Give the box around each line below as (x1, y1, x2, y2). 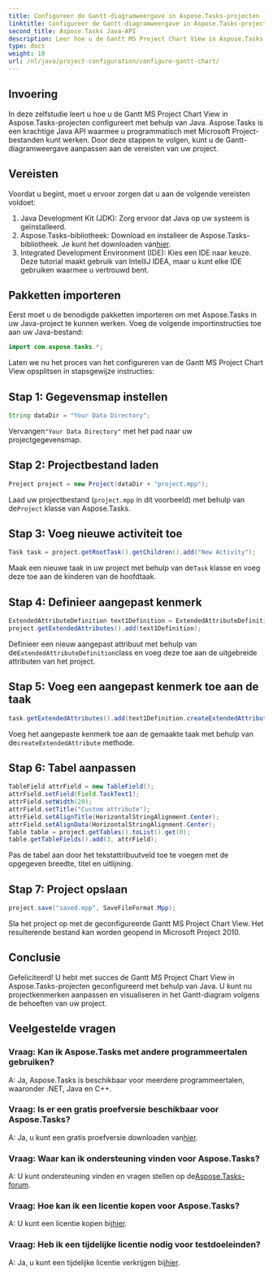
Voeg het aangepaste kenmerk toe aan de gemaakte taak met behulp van (8, 729, 254, 738)
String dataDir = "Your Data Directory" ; (8, 411, 151, 420)
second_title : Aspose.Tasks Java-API (8, 27, 136, 35)
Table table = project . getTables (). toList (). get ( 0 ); (8, 828, 191, 836)
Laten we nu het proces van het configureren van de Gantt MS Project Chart (8, 358, 264, 368)
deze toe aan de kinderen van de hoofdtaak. (8, 572, 157, 581)
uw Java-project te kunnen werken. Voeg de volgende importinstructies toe (8, 319, 262, 329)
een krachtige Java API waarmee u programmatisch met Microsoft (8, 126, 231, 136)
